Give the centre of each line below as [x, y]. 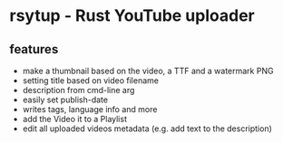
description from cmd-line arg [78, 90]
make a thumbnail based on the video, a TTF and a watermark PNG [148, 71]
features [34, 49]
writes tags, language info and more [90, 109]
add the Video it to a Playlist [74, 119]
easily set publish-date [65, 100]
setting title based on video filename [90, 81]
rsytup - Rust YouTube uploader [132, 16]
